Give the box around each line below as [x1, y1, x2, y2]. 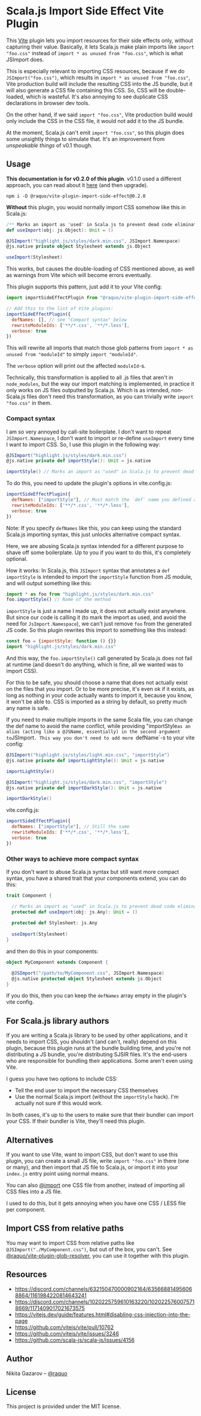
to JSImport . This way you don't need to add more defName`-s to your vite [6, 734, 195, 741]
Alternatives [6, 1135, 54, 1145]
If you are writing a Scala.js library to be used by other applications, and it [6, 1032, 188, 1039]
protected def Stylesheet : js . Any [11, 920, 98, 926]
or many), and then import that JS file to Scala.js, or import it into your [6, 1164, 178, 1171]
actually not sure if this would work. [14, 1099, 103, 1107]
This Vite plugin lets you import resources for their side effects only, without [6, 37, 193, 44]
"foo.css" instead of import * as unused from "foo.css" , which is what [6, 49, 184, 56]
